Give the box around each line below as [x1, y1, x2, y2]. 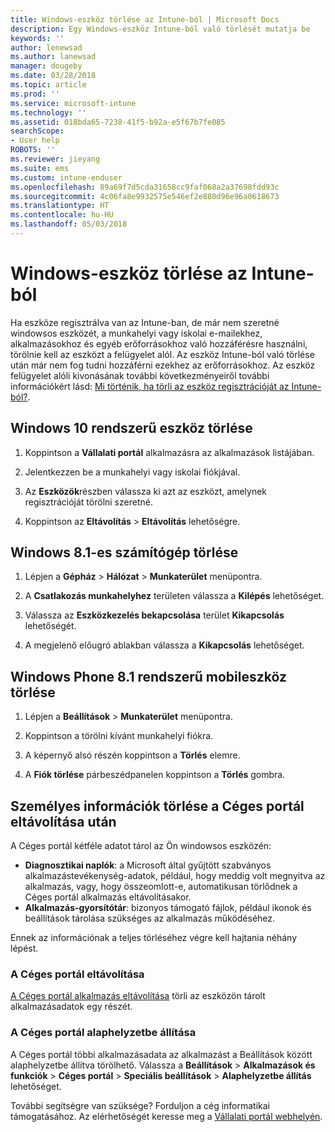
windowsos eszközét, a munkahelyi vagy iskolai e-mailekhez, [10, 327, 263, 339]
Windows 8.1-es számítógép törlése [10, 544, 239, 561]
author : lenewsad [10, 42, 83, 53]
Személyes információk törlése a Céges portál [10, 797, 305, 815]
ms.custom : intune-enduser [10, 172, 123, 183]
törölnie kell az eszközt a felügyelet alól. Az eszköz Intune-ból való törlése [10, 348, 315, 360]
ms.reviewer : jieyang [10, 154, 101, 164]
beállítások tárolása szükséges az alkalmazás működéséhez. [24, 912, 276, 925]
